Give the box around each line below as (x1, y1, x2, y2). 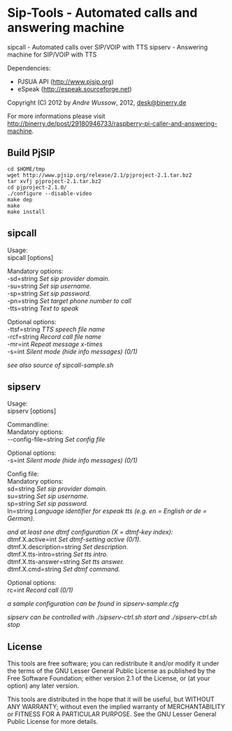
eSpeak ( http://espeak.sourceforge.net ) (17, 85, 132, 93)
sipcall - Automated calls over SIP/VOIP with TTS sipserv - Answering (7, 43, 208, 51)
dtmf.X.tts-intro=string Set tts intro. (7, 550, 108, 558)
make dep (7, 196, 33, 203)
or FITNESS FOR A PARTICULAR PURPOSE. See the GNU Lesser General (7, 710, 217, 718)
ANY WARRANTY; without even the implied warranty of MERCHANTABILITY (7, 702, 226, 711)
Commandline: (7, 421, 50, 429)
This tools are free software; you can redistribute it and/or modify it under (7, 659, 219, 668)
